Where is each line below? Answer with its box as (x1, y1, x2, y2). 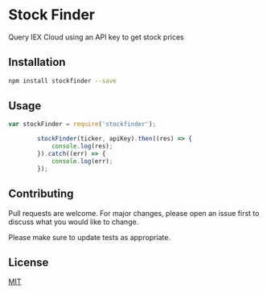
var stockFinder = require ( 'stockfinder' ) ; (8, 120, 157, 129)
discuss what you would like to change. (8, 217, 139, 227)
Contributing (8, 187, 74, 201)
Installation (8, 55, 66, 69)
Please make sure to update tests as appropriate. (8, 232, 171, 242)
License (8, 255, 49, 269)
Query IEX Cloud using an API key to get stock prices (8, 32, 184, 42)
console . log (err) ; (51, 157, 113, 165)
